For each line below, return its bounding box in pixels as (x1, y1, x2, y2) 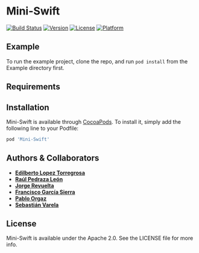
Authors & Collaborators (6, 153, 99, 164)
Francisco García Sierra (14, 188, 75, 196)
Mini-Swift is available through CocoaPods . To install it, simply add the (6, 118, 181, 125)
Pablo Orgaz (14, 194, 47, 202)
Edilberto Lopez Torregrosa (14, 169, 86, 176)
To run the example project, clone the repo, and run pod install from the (6, 57, 188, 65)
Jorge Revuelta (14, 182, 54, 189)
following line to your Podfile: (6, 124, 79, 132)
